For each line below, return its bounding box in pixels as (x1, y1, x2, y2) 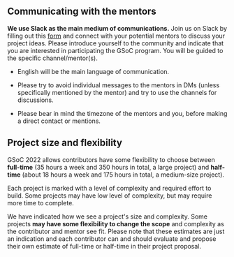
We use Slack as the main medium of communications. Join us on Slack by (7, 24, 228, 32)
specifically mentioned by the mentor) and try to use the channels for (17, 88, 217, 96)
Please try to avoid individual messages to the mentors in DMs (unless (17, 80, 220, 89)
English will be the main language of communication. (17, 67, 170, 75)
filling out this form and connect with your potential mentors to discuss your (7, 31, 226, 40)
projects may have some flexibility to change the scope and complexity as (7, 219, 225, 228)
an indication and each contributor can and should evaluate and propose (7, 234, 217, 243)
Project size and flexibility (7, 137, 122, 149)
